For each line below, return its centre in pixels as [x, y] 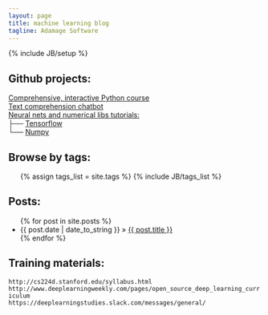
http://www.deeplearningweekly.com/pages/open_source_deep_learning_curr [134, 289]
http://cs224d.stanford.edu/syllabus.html [80, 281]
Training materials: [57, 263]
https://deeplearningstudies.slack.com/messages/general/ [107, 303]
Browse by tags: [50, 157]
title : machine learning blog [59, 23]
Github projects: [50, 78]
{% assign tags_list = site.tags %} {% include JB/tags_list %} [121, 176]
